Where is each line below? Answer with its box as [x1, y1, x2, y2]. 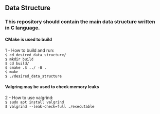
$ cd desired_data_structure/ [5, 52, 67, 57]
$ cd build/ [5, 61, 29, 66]
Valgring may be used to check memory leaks [5, 84, 100, 90]
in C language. [5, 24, 40, 31]
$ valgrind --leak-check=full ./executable [5, 104, 95, 109]
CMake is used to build [5, 36, 52, 42]
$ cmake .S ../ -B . [5, 65, 47, 70]
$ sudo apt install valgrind [5, 99, 64, 105]
